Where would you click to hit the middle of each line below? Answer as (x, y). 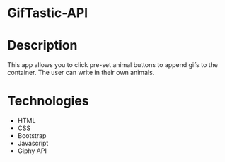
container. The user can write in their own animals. (81, 73)
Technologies (48, 101)
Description (42, 46)
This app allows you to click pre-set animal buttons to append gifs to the (112, 65)
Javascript (33, 144)
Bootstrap (32, 136)
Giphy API (32, 151)
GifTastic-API (48, 13)
